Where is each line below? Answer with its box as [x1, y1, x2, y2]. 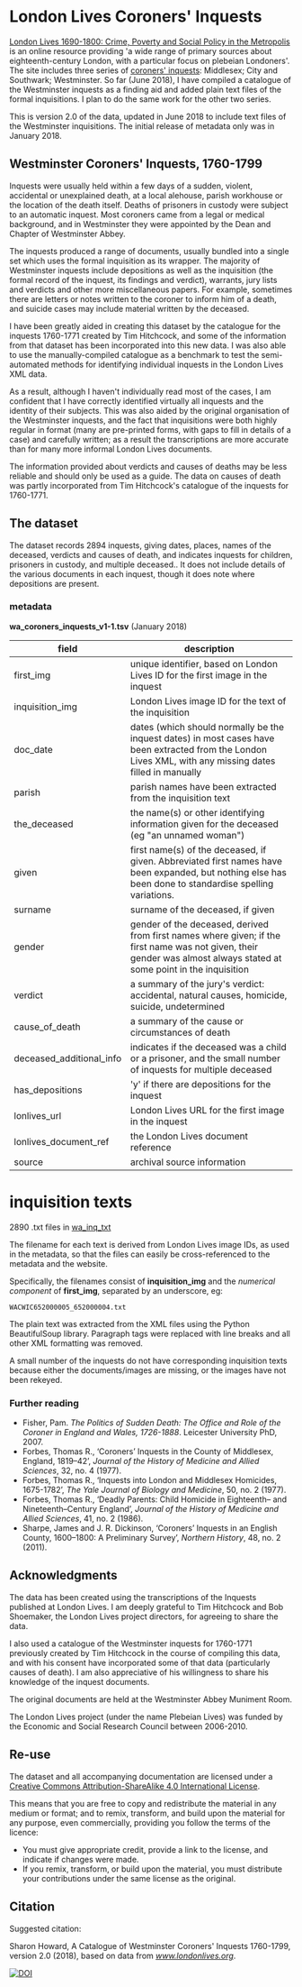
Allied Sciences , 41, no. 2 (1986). [22, 1513, 144, 1525]
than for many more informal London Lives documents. [9, 444, 213, 454]
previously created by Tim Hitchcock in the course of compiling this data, [9, 1647, 280, 1658]
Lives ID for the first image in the [129, 669, 268, 682]
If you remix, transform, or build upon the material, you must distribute [22, 1863, 283, 1874]
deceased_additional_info [13, 1052, 122, 1065]
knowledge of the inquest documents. [9, 1676, 150, 1687]
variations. [129, 888, 175, 901]
